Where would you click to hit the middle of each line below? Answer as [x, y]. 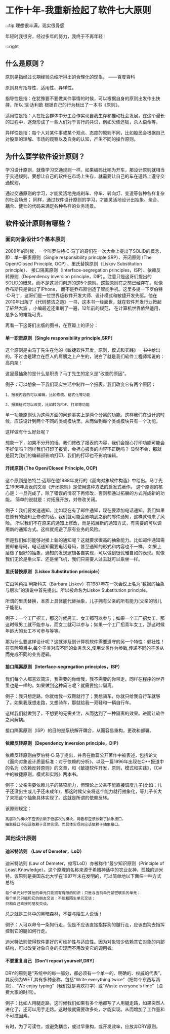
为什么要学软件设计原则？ [45, 157]
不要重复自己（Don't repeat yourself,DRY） [51, 960]
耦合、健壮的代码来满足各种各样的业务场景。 [52, 206]
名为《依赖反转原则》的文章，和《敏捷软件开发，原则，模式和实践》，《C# [86, 768]
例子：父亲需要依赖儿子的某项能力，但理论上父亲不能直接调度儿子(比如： [81, 785]
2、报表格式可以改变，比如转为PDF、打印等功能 [48, 405]
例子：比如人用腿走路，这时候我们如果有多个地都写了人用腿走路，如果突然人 [85, 1003]
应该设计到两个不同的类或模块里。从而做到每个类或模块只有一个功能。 [87, 421]
